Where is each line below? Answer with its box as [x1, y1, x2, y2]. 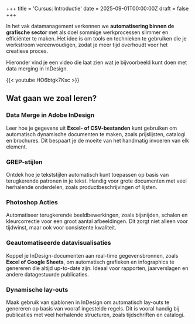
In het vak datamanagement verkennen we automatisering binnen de [6, 23, 175, 29]
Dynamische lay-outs [6, 285, 69, 293]
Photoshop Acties [6, 198, 59, 206]
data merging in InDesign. [6, 65, 69, 72]
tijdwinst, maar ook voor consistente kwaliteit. [6, 224, 117, 231]
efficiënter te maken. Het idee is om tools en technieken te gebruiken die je [6, 35, 187, 42]
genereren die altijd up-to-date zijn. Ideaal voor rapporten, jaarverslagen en [6, 264, 189, 272]
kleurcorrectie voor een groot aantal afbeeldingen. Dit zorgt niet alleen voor [6, 218, 189, 225]
